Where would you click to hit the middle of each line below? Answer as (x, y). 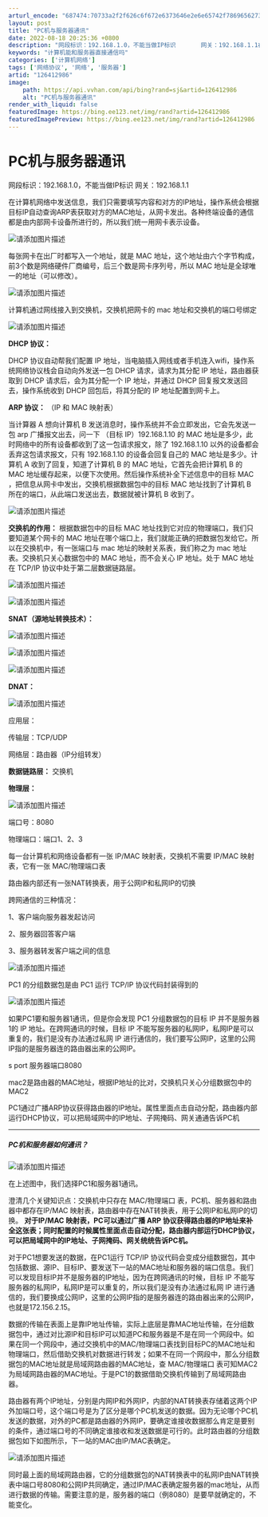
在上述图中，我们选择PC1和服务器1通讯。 (75, 1183)
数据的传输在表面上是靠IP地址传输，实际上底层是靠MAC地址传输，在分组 (128, 1324)
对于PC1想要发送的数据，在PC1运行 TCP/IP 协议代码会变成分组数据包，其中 (132, 1257)
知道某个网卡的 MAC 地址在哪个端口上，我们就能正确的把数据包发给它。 (133, 538)
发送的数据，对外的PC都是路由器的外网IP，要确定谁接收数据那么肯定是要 (128, 1420)
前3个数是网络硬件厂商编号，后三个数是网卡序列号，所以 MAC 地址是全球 (129, 266)
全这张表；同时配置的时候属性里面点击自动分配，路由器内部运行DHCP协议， (134, 1230)
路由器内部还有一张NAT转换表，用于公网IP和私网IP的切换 (102, 883)
